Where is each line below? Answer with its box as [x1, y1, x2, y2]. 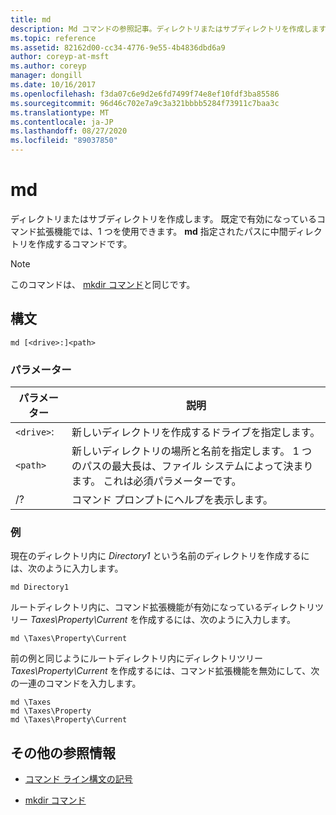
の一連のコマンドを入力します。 [10, 677, 142, 690]
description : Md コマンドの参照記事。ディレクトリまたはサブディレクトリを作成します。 [10, 24, 333, 34]
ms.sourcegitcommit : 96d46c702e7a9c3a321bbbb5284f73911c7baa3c [10, 98, 280, 108]
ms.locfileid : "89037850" [10, 136, 118, 146]
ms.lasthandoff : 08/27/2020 [10, 126, 128, 136]
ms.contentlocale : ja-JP [10, 117, 114, 127]
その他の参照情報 [10, 744, 116, 761]
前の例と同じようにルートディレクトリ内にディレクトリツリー [10, 652, 264, 665]
